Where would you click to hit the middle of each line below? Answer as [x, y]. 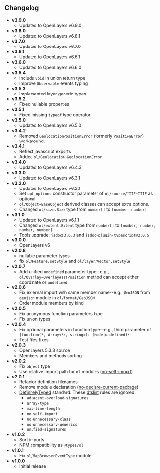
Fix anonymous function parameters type [61, 313]
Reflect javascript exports [45, 151]
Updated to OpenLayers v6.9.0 [50, 25]
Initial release [32, 466]
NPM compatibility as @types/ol [51, 445]
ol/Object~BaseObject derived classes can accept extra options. [84, 204]
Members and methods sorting [50, 355]
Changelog [22, 8]
